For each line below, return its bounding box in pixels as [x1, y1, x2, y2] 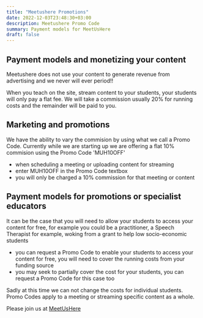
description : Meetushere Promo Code [6, 20, 100, 26]
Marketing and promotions [6, 120, 110, 130]
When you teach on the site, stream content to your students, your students [6, 89, 197, 96]
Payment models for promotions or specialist [6, 191, 182, 202]
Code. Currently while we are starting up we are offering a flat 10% [6, 142, 175, 150]
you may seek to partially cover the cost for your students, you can [15, 268, 185, 275]
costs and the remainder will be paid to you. [6, 102, 117, 109]
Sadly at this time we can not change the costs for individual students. [6, 286, 183, 294]
